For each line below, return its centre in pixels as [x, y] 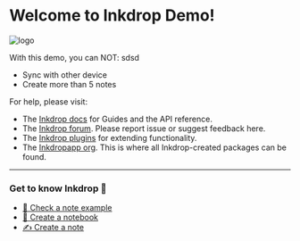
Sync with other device [65, 75]
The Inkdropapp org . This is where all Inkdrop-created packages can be [154, 147]
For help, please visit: [48, 101]
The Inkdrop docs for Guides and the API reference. [117, 119]
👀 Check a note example [67, 208]
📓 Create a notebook [60, 217]
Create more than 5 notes [69, 84]
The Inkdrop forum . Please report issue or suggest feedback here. [144, 128]
